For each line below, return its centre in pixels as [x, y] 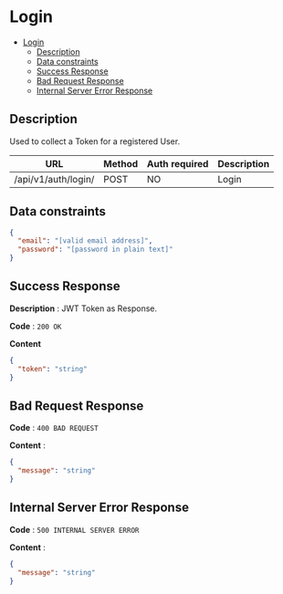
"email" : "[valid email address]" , [85, 241]
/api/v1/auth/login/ [54, 179]
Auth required [178, 163]
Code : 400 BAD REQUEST [54, 428]
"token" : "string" [53, 369]
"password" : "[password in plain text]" [95, 250]
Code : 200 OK [36, 326]
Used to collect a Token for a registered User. [95, 141]
